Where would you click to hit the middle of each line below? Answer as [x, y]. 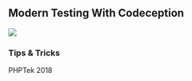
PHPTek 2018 [30, 71]
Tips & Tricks [34, 53]
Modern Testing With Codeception [96, 13]
